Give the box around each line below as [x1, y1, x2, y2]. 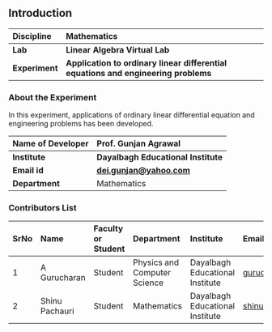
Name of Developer [12, 138, 89, 149]
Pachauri [40, 305, 74, 317]
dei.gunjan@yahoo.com [96, 165, 190, 177]
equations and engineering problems [66, 67, 212, 79]
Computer [132, 267, 172, 279]
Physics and [132, 257, 180, 268]
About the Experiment [8, 92, 97, 103]
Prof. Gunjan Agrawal [96, 138, 181, 149]
